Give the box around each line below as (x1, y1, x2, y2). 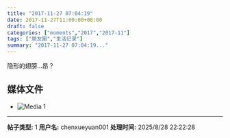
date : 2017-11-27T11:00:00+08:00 (7, 16, 103, 23)
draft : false (7, 23, 44, 30)
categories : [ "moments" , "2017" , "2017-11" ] (7, 29, 130, 36)
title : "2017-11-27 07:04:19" (7, 10, 94, 17)
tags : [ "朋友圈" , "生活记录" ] (7, 36, 84, 43)
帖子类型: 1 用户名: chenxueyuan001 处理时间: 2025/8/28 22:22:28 (7, 123, 196, 131)
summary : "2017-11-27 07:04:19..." (7, 42, 109, 49)
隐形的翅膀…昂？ (7, 62, 55, 69)
